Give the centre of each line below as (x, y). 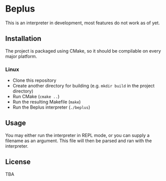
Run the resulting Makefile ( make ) (47, 102)
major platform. (21, 56)
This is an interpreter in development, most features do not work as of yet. (83, 23)
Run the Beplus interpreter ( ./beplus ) (51, 107)
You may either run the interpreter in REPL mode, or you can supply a (77, 135)
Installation (23, 39)
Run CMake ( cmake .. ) (36, 97)
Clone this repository (34, 80)
